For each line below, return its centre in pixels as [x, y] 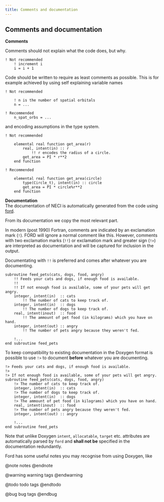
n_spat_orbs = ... [33, 118]
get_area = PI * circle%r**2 [53, 187]
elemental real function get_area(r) [53, 144]
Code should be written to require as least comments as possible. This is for [82, 78]
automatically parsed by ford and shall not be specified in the [68, 441]
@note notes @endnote [29, 466]
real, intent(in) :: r [46, 149]
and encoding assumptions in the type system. [52, 127]
